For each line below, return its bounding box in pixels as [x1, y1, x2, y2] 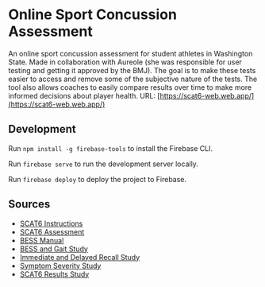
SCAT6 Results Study [19, 269, 90, 279]
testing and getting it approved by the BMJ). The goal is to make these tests [8, 65, 256, 75]
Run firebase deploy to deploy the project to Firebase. [8, 174, 187, 184]
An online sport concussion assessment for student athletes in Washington [8, 48, 253, 58]
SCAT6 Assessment [19, 227, 85, 236]
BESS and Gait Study [19, 244, 89, 254]
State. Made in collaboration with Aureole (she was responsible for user [8, 57, 242, 67]
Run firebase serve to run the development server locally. [8, 159, 198, 169]
